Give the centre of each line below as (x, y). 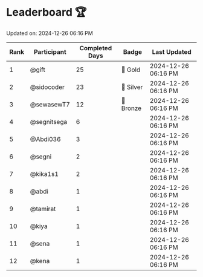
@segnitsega (49, 122)
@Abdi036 (46, 139)
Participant (50, 51)
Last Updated (172, 51)
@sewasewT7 (50, 104)
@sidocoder (47, 87)
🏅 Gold (131, 70)
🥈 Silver (132, 87)
